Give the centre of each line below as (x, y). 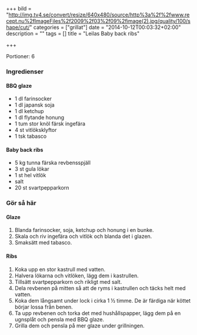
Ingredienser (25, 71)
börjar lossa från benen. (44, 307)
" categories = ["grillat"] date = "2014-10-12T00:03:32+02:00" (105, 27)
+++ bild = (19, 9)
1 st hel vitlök (30, 175)
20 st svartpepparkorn (42, 188)
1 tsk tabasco (31, 136)
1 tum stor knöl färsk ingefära (50, 124)
